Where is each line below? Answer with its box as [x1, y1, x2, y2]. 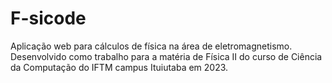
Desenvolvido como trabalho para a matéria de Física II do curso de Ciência [10, 50, 323, 62]
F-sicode [10, 7, 87, 30]
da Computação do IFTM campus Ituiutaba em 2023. [10, 61, 229, 73]
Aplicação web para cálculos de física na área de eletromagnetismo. [10, 40, 293, 52]
